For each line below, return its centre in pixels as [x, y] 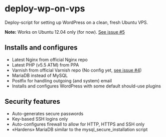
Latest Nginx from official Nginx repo [50, 60]
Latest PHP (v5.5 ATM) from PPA [45, 65]
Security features [32, 102]
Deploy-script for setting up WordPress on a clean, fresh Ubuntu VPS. [76, 22]
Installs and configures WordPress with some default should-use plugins [86, 86]
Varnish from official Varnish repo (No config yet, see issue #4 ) [77, 70]
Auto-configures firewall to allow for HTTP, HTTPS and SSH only [78, 124]
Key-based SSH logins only [40, 119]
